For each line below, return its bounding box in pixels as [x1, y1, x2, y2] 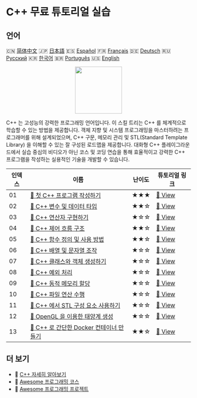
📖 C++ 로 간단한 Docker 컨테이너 [30, 323, 117, 332]
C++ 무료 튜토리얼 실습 [6, 5, 111, 19]
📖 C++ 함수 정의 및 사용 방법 [30, 235, 104, 244]
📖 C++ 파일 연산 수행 [30, 291, 85, 298]
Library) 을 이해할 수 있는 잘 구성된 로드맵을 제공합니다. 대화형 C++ [6, 141, 160, 148]
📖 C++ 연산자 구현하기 [30, 214, 89, 221]
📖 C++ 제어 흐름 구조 [30, 224, 85, 232]
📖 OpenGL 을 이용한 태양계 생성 [30, 312, 113, 321]
